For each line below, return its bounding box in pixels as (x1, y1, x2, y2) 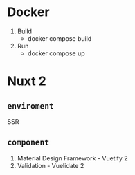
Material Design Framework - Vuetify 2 (17, 154, 128, 163)
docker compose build (27, 34, 92, 42)
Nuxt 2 (7, 73, 46, 89)
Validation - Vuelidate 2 (17, 161, 84, 169)
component (7, 138, 50, 147)
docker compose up (27, 49, 85, 57)
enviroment (7, 101, 54, 111)
